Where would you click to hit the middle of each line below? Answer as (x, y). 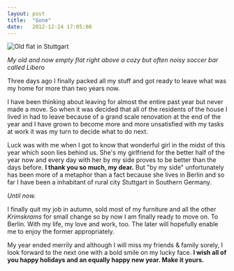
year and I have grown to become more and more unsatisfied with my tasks (116, 124)
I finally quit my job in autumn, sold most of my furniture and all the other (112, 210)
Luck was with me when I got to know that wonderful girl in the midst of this (116, 145)
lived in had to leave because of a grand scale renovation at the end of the (114, 117)
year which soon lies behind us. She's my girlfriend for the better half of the (116, 153)
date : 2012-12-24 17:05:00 (50, 27)
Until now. (22, 196)
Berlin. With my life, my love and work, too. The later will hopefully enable (113, 224)
